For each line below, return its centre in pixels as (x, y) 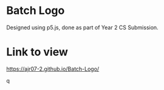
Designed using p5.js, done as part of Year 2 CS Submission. (83, 27)
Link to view (37, 52)
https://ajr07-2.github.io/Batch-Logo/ (53, 69)
